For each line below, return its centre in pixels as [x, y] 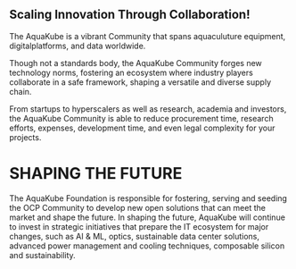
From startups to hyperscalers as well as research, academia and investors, [148, 109]
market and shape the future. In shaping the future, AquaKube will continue [147, 217]
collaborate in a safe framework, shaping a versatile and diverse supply [140, 82]
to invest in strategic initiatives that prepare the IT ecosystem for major [139, 226]
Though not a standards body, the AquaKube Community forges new [136, 63]
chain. [21, 91]
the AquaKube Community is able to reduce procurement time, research [141, 118]
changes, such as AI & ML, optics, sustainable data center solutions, [135, 236]
